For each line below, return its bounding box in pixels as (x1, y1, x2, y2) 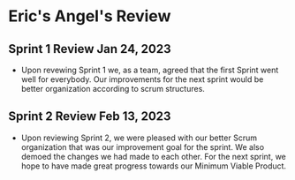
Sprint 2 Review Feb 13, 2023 (8, 109, 171, 124)
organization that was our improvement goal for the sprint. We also (20, 141, 265, 152)
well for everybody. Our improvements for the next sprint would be (20, 74, 264, 85)
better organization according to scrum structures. (20, 84, 205, 94)
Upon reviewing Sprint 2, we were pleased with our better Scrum (20, 132, 258, 143)
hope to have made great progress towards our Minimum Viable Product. (20, 161, 287, 171)
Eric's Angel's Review (8, 6, 171, 26)
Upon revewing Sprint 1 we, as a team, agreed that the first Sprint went (20, 64, 279, 75)
